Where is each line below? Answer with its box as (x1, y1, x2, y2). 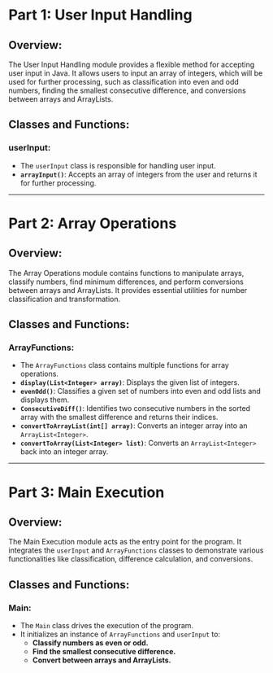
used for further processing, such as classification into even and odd (8, 77, 240, 86)
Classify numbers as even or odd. (32, 638, 149, 648)
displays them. (19, 395, 70, 404)
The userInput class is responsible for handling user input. (19, 160, 217, 170)
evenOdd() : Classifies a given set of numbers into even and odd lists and (19, 387, 262, 396)
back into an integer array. (19, 447, 109, 457)
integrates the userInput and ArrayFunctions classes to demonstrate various (8, 545, 264, 555)
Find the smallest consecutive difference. (32, 647, 176, 657)
